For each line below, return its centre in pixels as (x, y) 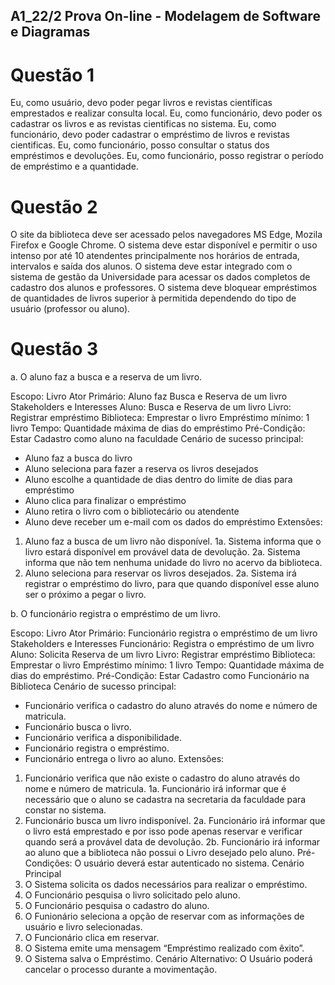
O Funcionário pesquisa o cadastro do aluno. (117, 906)
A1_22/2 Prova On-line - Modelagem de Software (165, 16)
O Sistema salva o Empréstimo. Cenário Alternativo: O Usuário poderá (168, 959)
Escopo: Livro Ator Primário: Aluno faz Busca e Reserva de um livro (149, 396)
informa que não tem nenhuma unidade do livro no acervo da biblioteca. (173, 563)
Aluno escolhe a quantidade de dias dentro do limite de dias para (158, 480)
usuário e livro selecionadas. (83, 927)
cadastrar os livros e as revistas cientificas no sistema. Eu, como (143, 124)
